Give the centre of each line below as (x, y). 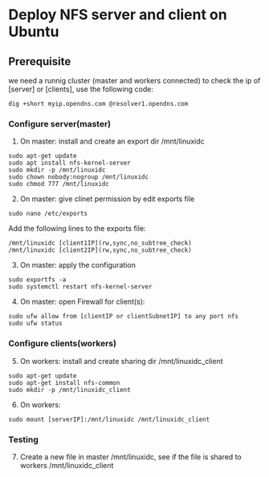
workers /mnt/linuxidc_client (67, 465)
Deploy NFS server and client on (118, 15)
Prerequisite (40, 61)
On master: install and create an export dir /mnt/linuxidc (112, 141)
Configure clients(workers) (62, 344)
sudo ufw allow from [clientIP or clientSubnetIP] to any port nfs (124, 317)
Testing (23, 439)
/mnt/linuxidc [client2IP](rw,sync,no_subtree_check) (100, 250)
